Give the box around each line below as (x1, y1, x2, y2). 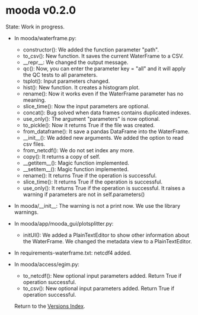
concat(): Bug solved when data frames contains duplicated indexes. (23, 109, 191, 116)
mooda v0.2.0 (5, 4, 76, 17)
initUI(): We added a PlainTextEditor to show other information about (23, 232, 190, 239)
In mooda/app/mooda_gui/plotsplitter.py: (14, 220, 114, 227)
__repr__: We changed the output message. (23, 59, 129, 66)
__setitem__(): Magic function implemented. (23, 165, 129, 172)
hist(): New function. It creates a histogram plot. (23, 83, 140, 91)
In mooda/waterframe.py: (14, 34, 76, 41)
